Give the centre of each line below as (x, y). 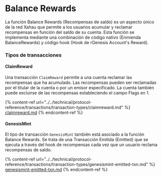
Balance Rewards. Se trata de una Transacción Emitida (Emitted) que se (77, 140)
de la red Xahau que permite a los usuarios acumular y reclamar (69, 27)
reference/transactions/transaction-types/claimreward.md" (64, 108)
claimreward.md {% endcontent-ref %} (44, 113)
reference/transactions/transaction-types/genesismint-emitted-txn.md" (77, 164)
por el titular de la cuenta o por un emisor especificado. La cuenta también (80, 88)
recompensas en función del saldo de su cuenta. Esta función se (70, 32)
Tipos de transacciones (33, 55)
